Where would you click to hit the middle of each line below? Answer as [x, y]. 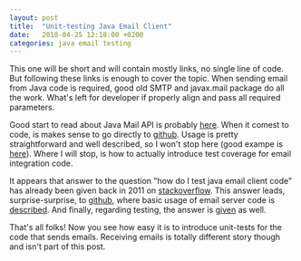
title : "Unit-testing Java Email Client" [91, 26]
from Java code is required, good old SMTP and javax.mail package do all [147, 88]
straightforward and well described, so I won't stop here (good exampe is [146, 144]
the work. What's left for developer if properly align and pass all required [145, 98]
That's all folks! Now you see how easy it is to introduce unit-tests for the [146, 227]
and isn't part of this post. [58, 246]
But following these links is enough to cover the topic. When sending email [149, 79]
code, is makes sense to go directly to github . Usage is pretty [124, 135]
